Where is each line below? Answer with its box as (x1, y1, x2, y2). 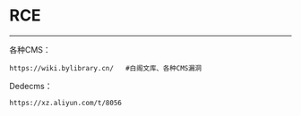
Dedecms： (9, 80, 53, 91)
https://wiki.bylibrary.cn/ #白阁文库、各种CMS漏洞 (9, 63, 202, 72)
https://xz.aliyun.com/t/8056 (9, 98, 123, 107)
